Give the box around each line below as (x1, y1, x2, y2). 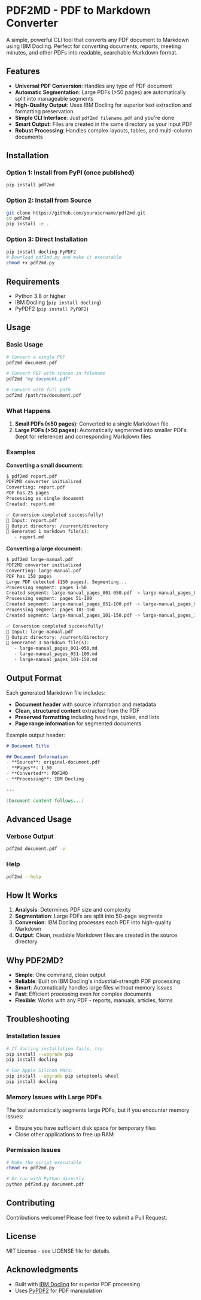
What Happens (6, 406, 51, 415)
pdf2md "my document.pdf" (6, 376, 71, 382)
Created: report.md (6, 501, 55, 507)
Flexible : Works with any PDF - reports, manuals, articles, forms (14, 997, 173, 1004)
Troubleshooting (6, 1014, 70, 1024)
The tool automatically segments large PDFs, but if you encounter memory (6, 1106, 190, 1114)
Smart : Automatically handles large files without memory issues (14, 984, 173, 991)
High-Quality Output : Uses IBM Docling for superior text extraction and (14, 101, 192, 108)
